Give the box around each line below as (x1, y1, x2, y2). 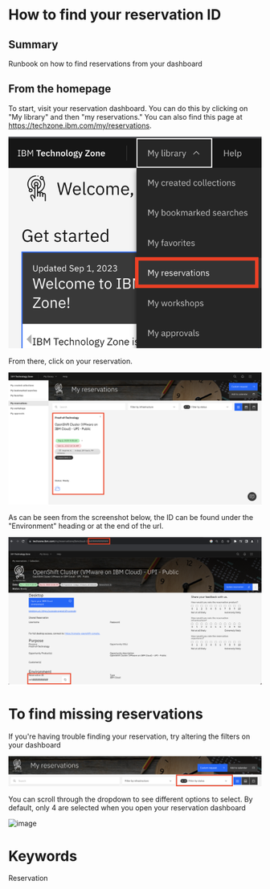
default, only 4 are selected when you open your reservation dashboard (8, 803, 247, 813)
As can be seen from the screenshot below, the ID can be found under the (8, 513, 254, 522)
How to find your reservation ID (8, 6, 222, 24)
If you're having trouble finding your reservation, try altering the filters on (8, 731, 251, 741)
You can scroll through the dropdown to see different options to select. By (8, 794, 253, 805)
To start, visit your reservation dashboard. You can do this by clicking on (8, 103, 248, 113)
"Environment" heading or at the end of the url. (8, 521, 164, 531)
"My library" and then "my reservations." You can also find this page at (8, 112, 243, 121)
